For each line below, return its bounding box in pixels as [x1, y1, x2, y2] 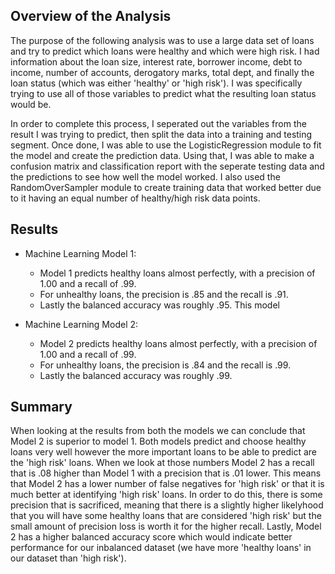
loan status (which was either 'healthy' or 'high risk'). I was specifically [10, 77, 303, 89]
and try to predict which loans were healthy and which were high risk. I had [10, 45, 320, 57]
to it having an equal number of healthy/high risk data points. [10, 192, 261, 204]
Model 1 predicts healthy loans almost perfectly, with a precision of [39, 267, 316, 279]
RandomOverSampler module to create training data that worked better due [10, 181, 322, 193]
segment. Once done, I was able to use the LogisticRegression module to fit [10, 139, 322, 151]
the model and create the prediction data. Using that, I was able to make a [10, 149, 315, 161]
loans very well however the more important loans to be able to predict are [10, 446, 317, 458]
